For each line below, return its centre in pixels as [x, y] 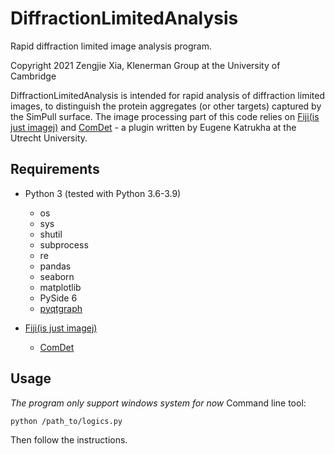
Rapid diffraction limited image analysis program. [111, 46]
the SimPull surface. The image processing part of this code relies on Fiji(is [165, 116]
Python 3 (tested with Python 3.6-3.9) [103, 193]
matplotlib [60, 287]
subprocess [64, 244]
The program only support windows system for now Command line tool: [158, 403]
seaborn [57, 276]
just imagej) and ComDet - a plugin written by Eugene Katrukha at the [153, 127]
